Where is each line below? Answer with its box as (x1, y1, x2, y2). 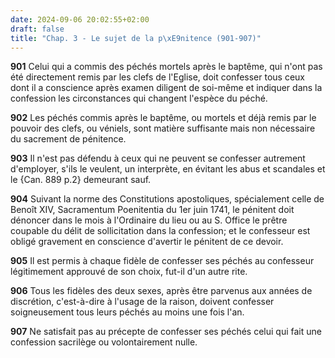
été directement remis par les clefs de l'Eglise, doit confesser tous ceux (10, 71, 305, 83)
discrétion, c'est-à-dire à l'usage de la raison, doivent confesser (10, 296, 275, 308)
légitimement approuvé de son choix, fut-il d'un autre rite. (10, 266, 248, 278)
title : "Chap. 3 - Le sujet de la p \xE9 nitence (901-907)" (10, 33, 262, 43)
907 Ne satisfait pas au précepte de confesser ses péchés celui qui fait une (10, 326, 322, 338)
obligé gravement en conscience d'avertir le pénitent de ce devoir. (10, 236, 284, 248)
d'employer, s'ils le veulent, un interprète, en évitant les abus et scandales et (10, 163, 326, 175)
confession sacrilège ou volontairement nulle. (10, 336, 198, 348)
